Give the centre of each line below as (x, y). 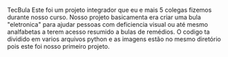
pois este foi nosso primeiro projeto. (59, 46)
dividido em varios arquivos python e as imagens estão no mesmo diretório (114, 39)
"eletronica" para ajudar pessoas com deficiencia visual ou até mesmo (108, 24)
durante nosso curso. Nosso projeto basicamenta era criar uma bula (104, 17)
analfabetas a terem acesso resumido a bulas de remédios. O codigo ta (108, 32)
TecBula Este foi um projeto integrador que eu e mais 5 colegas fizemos (110, 10)
